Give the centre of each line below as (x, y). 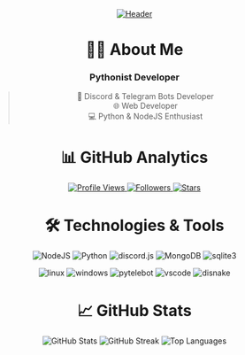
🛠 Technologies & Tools (134, 225)
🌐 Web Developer (145, 106)
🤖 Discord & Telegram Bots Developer (145, 96)
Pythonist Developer (134, 77)
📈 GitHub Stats (134, 310)
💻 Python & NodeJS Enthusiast (145, 116)
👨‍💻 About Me (134, 50)
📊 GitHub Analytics (134, 157)
